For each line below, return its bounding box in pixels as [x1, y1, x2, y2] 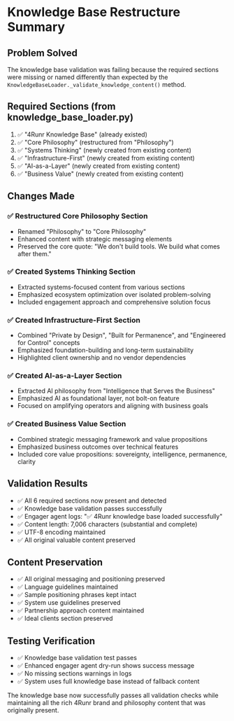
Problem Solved [7, 47, 78, 59]
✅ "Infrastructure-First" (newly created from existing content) [17, 153, 196, 162]
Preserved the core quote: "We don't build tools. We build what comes [17, 242, 220, 251]
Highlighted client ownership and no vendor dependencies [17, 353, 187, 362]
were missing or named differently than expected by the [7, 73, 169, 81]
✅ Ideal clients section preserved [17, 614, 113, 623]
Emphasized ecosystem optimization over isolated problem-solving [17, 290, 211, 298]
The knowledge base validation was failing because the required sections [7, 66, 219, 73]
